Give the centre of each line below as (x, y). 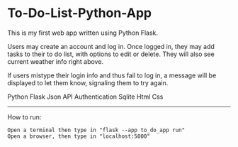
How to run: (24, 117)
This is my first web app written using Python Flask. (83, 33)
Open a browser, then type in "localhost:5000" (79, 136)
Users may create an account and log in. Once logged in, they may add (111, 46)
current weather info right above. (56, 61)
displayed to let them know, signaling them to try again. (88, 82)
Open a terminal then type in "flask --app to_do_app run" (96, 130)
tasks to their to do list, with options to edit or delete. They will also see (111, 54)
